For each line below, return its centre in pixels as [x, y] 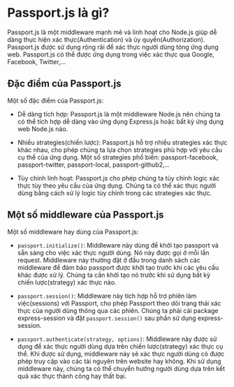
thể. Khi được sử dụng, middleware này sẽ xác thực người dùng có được [121, 354]
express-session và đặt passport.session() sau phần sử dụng [107, 318]
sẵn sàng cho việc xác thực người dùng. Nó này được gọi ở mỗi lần [113, 252]
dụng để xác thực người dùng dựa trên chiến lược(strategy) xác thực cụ [120, 346]
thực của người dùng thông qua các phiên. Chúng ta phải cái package [118, 310]
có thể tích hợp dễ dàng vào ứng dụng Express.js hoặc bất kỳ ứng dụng [120, 121]
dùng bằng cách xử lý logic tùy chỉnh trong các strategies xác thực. [114, 192]
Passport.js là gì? [58, 13]
